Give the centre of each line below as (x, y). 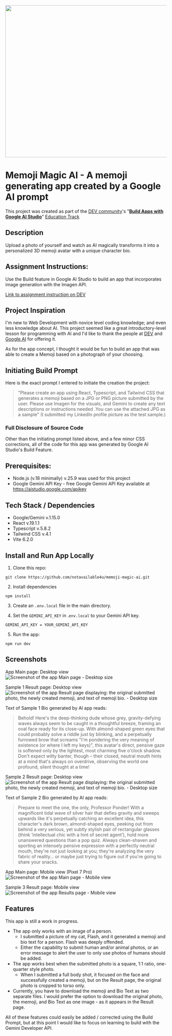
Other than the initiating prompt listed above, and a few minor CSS (75, 439)
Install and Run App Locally (50, 555)
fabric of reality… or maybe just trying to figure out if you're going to (90, 856)
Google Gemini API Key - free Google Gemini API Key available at (81, 484)
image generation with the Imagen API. (46, 284)
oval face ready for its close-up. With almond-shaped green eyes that (91, 729)
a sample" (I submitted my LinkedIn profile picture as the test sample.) (92, 415)
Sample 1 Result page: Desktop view (44, 687)
